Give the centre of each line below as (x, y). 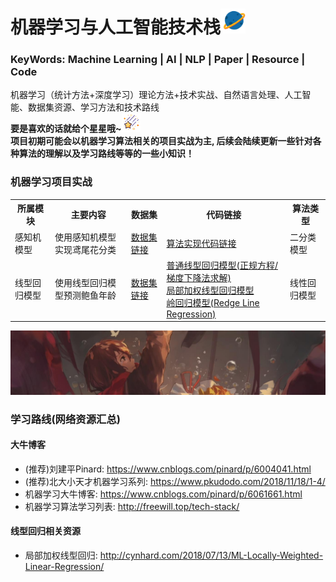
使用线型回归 (81, 283)
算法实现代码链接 (201, 243)
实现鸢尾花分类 (85, 249)
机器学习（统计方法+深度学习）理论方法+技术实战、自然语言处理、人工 (156, 95)
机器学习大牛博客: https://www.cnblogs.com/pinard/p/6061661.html (163, 494)
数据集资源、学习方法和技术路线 (93, 107)
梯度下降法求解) (199, 277)
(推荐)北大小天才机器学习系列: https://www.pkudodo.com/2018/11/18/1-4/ (175, 481)
